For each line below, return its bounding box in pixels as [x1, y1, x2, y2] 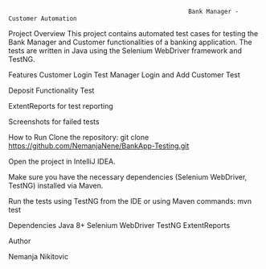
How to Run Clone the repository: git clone [8, 133, 149, 142]
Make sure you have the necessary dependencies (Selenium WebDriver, [8, 172, 248, 181]
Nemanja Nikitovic [8, 252, 69, 261]
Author [8, 236, 31, 246]
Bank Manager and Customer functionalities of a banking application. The [8, 37, 252, 47]
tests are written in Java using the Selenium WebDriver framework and [8, 46, 243, 56]
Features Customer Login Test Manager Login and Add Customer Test [8, 70, 241, 80]
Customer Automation [8, 14, 78, 23]
